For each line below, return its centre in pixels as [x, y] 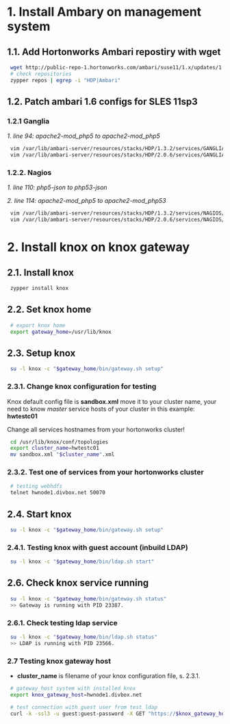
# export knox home [38, 325]
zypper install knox [39, 289]
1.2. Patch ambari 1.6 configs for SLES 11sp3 [103, 102]
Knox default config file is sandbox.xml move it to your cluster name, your [112, 401]
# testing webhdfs [36, 486]
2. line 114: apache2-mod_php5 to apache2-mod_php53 [87, 201]
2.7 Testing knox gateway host [59, 661]
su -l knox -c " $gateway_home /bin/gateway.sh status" [88, 599]
